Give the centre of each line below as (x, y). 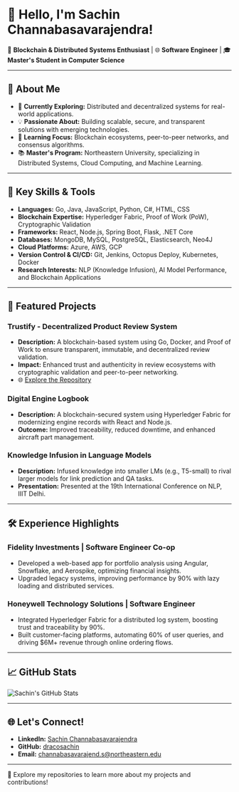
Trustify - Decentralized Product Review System (92, 326)
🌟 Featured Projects (52, 306)
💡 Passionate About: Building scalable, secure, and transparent (111, 121)
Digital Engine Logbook (48, 399)
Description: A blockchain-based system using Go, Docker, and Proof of (124, 342)
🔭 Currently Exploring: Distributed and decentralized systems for (113, 106)
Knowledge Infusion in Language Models (79, 455)
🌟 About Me (34, 89)
